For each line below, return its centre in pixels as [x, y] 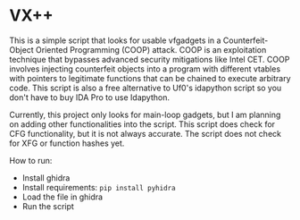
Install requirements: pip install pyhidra [99, 187]
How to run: [31, 160]
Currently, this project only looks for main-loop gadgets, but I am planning [145, 114]
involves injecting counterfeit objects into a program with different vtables [145, 69]
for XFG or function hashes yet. [67, 143]
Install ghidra [46, 178]
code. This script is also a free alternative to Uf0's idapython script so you [146, 88]
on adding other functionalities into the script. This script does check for [142, 124]
